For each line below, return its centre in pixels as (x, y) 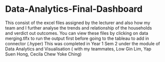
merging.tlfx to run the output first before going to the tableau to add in (77, 38)
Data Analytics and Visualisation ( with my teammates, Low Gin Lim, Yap (78, 49)
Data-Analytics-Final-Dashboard (74, 9)
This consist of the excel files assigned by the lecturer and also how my (78, 23)
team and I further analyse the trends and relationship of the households (79, 28)
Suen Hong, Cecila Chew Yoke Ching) (44, 54)
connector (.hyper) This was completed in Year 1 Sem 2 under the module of (82, 43)
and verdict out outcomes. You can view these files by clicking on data (77, 33)
